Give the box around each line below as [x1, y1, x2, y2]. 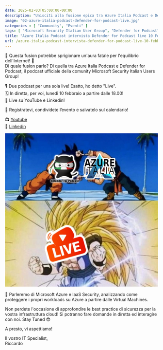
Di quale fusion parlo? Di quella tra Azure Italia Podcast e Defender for [5, 63, 146, 69]
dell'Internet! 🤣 [5, 57, 35, 63]
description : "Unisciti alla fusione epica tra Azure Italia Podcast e [5, 13, 153, 18]
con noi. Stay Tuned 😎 [5, 316, 51, 322]
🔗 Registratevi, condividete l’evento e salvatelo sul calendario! [5, 107, 129, 112]
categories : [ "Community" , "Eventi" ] [5, 23, 88, 28]
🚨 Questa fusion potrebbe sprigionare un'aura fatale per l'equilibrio [5, 53, 139, 58]
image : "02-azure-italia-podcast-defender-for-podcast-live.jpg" [5, 18, 140, 23]
